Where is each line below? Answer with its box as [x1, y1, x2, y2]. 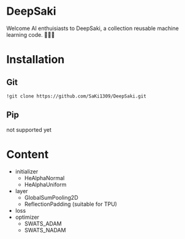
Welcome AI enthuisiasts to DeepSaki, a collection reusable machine [6, 25, 179, 32]
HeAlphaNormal [24, 174, 65, 181]
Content [6, 147, 49, 161]
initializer [15, 167, 39, 175]
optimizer [15, 213, 40, 221]
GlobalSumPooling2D [24, 194, 78, 201]
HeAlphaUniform [24, 181, 67, 188]
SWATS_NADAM [24, 226, 66, 233]
